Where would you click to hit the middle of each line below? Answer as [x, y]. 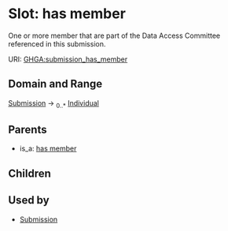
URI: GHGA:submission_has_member [68, 59]
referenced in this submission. [57, 43]
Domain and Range [55, 84]
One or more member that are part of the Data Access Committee [114, 35]
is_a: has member [48, 149]
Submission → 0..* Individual [54, 104]
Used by [29, 201]
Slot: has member [67, 14]
